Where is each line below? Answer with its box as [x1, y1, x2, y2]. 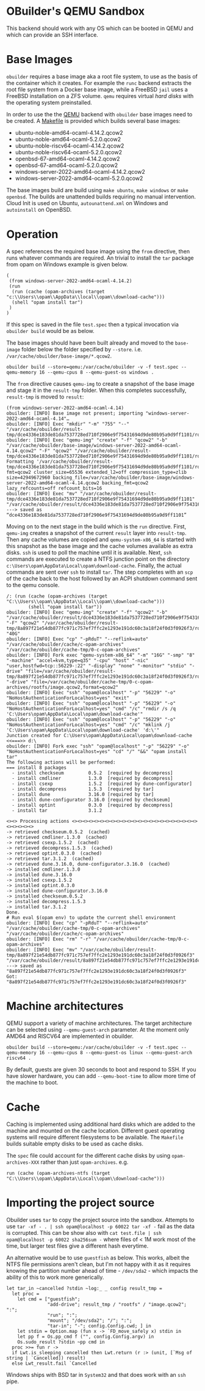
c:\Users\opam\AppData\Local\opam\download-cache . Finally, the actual [6, 561, 182, 569]
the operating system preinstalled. [6, 99, 93, 106]
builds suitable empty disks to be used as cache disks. [6, 1140, 143, 1147]
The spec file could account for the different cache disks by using [6, 1152, 171, 1159]
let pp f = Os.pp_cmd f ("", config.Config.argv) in [17, 1333, 154, 1340]
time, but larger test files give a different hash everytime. [6, 1242, 149, 1250]
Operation [6, 228, 59, 241]
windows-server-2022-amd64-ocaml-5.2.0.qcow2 [15, 174, 143, 182]
